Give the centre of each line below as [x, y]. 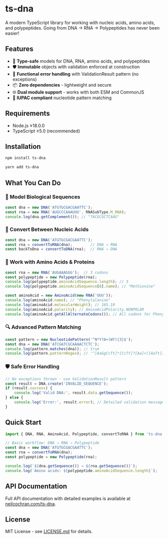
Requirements [27, 113]
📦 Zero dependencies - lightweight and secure [62, 85]
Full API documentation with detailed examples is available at [68, 498]
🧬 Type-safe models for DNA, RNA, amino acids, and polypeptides [81, 61]
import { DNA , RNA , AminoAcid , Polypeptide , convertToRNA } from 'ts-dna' [85, 434]
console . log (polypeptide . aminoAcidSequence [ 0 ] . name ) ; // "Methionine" [80, 287]
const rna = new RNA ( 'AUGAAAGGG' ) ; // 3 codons [57, 273]
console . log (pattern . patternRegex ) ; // [47, 354]
